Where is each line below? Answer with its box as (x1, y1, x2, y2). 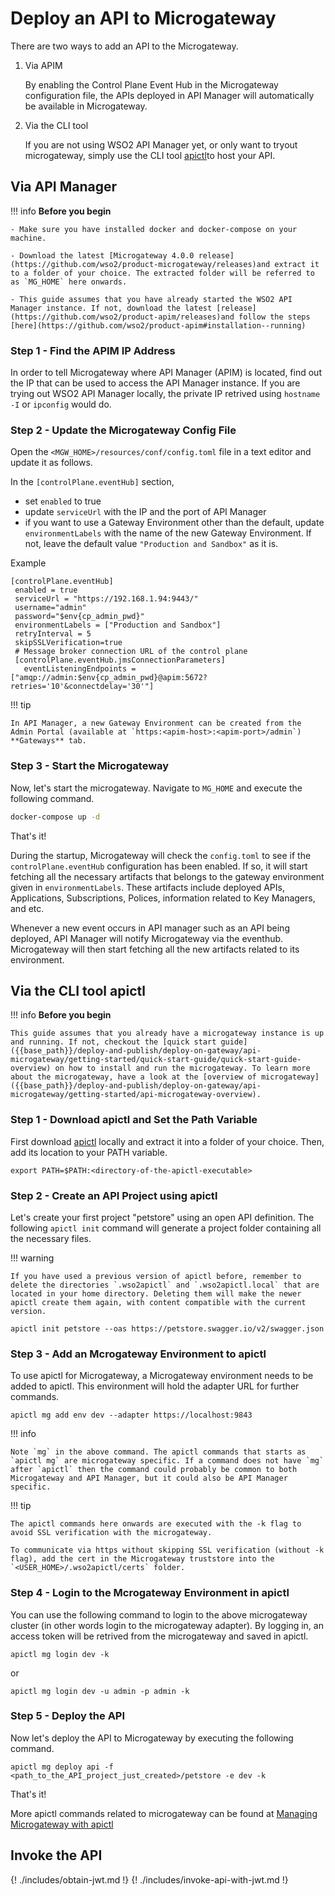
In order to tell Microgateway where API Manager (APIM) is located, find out (10, 367, 322, 379)
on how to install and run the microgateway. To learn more (54, 1063, 311, 1074)
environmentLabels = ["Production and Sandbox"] (14, 620, 222, 631)
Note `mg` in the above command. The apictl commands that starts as (10, 1447, 307, 1457)
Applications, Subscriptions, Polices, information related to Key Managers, (10, 892, 316, 904)
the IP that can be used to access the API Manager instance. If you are (10, 377, 301, 389)
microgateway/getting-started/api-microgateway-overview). (10, 1090, 262, 1100)
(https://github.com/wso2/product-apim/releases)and (10, 312, 235, 322)
